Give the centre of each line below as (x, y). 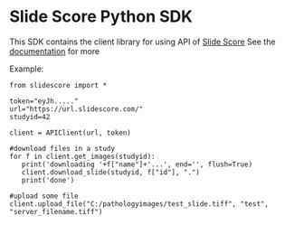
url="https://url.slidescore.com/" (76, 109)
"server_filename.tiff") (56, 211)
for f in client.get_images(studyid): (82, 156)
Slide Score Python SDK (101, 17)
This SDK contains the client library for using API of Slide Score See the (142, 42)
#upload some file (44, 196)
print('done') (48, 180)
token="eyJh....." (44, 101)
